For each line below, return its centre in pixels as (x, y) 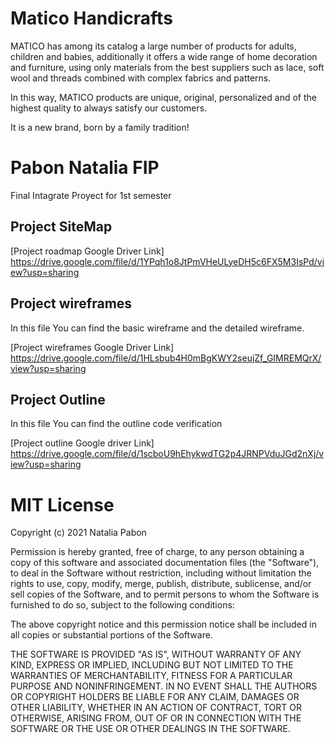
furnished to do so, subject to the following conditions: (122, 605)
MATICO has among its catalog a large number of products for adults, (153, 46)
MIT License (62, 504)
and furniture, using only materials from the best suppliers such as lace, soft (167, 67)
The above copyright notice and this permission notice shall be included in (163, 624)
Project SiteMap (61, 227)
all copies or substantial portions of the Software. (111, 635)
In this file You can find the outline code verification (116, 424)
